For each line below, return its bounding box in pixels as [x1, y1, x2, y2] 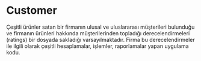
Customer [6, 4, 57, 17]
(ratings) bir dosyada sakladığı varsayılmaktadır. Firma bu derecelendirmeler [6, 36, 196, 43]
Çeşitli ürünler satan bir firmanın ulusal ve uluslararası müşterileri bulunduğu [6, 23, 195, 30]
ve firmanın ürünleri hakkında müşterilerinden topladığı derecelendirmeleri [6, 29, 190, 36]
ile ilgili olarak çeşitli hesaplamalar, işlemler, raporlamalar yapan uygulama [6, 42, 189, 50]
